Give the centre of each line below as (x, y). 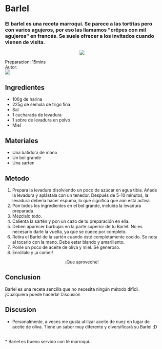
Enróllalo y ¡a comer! (33, 252)
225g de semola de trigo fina (41, 105)
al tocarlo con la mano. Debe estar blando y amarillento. (68, 242)
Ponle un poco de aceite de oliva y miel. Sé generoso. (66, 247)
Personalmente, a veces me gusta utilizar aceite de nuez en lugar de (81, 322)
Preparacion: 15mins (26, 62)
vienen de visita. (25, 42)
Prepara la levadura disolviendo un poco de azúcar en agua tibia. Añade (85, 190)
